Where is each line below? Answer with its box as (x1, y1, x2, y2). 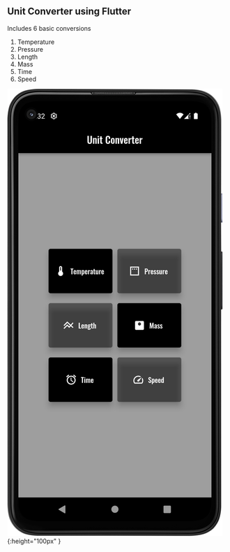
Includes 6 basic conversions (7, 24, 91, 32)
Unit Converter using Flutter (7, 6, 132, 17)
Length (17, 52, 38, 61)
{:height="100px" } (7, 537, 61, 545)
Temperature (17, 38, 55, 46)
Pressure (17, 45, 44, 53)
